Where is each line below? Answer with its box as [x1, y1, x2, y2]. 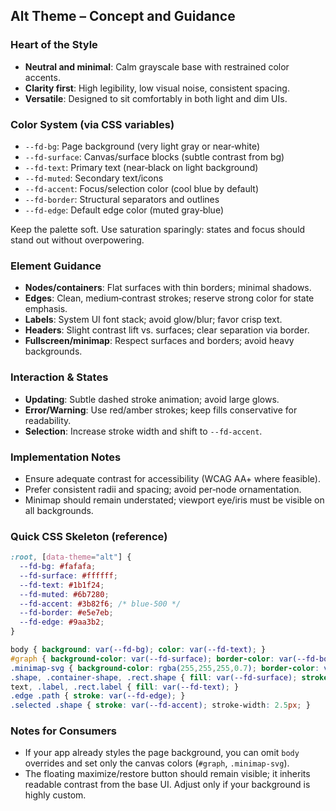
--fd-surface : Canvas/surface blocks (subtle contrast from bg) [24, 150, 285, 163]
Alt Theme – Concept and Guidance [10, 8, 236, 25]
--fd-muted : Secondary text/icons [24, 172, 164, 184]
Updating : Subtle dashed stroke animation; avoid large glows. [24, 393, 280, 405]
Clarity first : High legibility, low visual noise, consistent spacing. [24, 82, 290, 94]
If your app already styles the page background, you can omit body [24, 747, 300, 759]
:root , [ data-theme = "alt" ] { [10, 552, 132, 563]
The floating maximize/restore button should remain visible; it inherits [24, 768, 311, 780]
